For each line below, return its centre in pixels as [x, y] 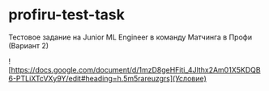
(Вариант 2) [29, 45]
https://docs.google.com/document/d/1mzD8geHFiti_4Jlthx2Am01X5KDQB [136, 69]
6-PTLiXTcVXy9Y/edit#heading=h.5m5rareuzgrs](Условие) [107, 78]
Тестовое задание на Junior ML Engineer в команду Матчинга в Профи [130, 37]
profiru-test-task [67, 15]
